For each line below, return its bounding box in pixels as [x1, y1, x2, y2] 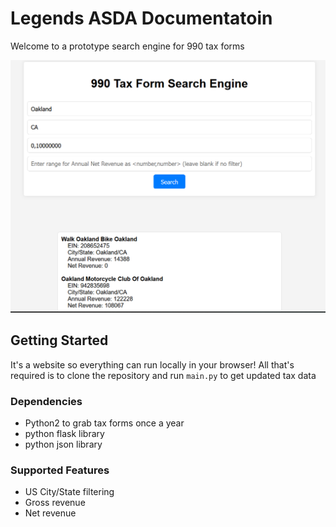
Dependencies [10, 394, 83, 408]
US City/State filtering [24, 486, 115, 498]
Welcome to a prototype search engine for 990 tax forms [10, 40, 245, 52]
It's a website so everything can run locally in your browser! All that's [10, 358, 295, 371]
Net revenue [24, 507, 77, 519]
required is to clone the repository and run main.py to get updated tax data [10, 369, 317, 381]
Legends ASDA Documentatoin [10, 7, 273, 30]
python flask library [24, 428, 105, 440]
